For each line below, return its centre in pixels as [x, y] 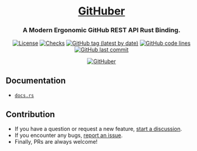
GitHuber [102, 11]
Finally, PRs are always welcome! [56, 142]
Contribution [30, 114]
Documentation [36, 80]
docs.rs [24, 96]
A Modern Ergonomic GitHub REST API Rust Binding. [102, 30]
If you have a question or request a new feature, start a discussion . [98, 129]
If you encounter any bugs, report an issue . [68, 135]
